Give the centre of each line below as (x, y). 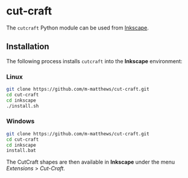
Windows (20, 121)
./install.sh (23, 106)
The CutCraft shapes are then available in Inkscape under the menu (91, 162)
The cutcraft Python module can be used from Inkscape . (78, 28)
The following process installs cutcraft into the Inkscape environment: (94, 61)
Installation (28, 47)
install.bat (21, 151)
